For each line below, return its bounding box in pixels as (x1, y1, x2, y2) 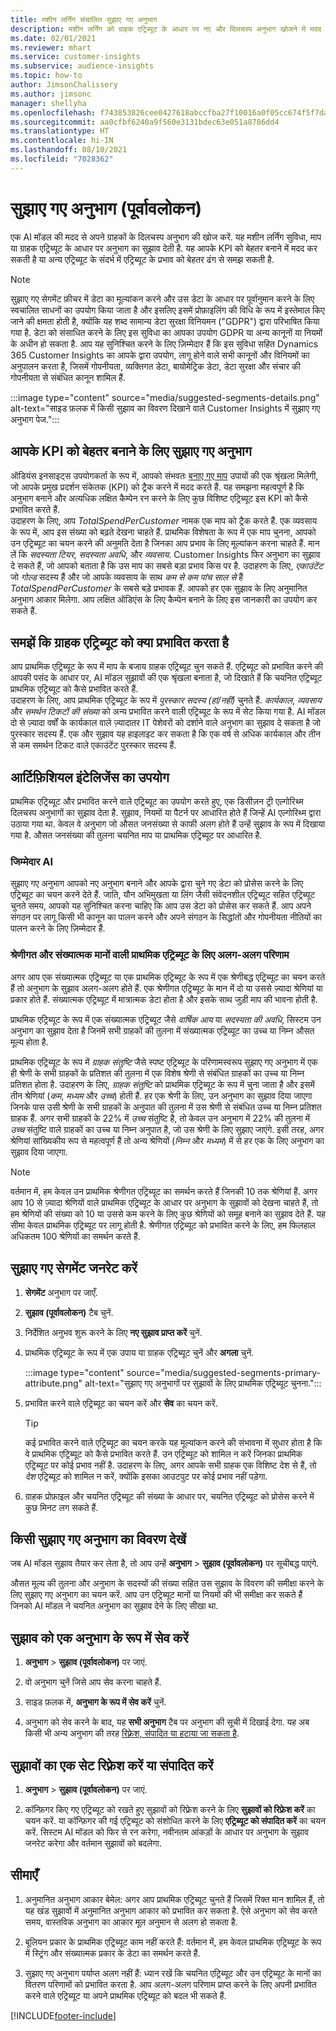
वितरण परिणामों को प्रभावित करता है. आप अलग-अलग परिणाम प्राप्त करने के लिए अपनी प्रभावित (24, 1978, 317, 1990)
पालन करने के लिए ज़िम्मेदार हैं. (10, 922, 106, 935)
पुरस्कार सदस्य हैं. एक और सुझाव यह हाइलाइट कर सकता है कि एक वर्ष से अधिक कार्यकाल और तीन (10, 728, 321, 740)
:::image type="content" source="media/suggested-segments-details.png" (10, 391, 320, 403)
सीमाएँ (10, 1867, 38, 1884)
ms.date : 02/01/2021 (10, 33, 97, 43)
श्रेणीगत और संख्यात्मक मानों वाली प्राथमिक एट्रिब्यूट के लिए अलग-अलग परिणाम (10, 948, 290, 962)
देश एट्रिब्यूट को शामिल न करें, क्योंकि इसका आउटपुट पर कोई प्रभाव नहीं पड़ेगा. (24, 1470, 268, 1482)
